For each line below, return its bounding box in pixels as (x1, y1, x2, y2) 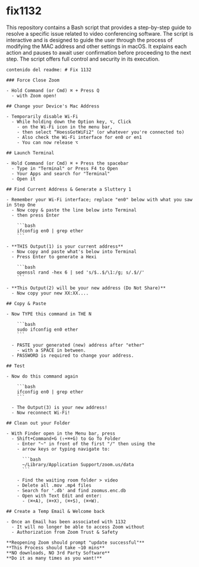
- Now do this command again (6, 373, 78, 379)
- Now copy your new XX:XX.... (11, 290, 89, 296)
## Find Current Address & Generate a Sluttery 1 (6, 186, 132, 192)
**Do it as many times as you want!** (6, 555, 102, 561)
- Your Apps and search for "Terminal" (11, 170, 110, 176)
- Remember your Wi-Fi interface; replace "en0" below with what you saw (6, 197, 193, 202)
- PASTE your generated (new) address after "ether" (11, 342, 145, 348)
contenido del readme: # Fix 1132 (6, 66, 92, 72)
